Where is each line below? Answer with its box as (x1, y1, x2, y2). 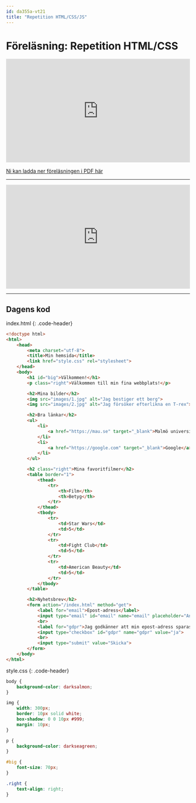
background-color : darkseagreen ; (16, 743, 98, 749)
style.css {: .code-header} (6, 667, 69, 674)
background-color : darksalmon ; (16, 684, 93, 690)
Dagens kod (6, 304, 51, 314)
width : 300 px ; (16, 705, 51, 712)
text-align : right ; (16, 786, 64, 792)
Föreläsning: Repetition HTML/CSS (6, 39, 178, 53)
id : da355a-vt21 (6, 8, 45, 15)
